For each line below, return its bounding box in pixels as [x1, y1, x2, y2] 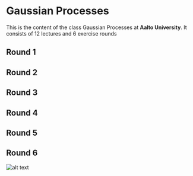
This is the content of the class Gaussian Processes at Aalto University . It [6, 24, 187, 31]
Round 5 [6, 127, 37, 137]
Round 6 [6, 148, 38, 158]
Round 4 [6, 108, 38, 118]
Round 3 [6, 88, 38, 98]
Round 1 [6, 47, 36, 57]
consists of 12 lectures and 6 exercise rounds [6, 30, 117, 37]
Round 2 [6, 67, 37, 78]
